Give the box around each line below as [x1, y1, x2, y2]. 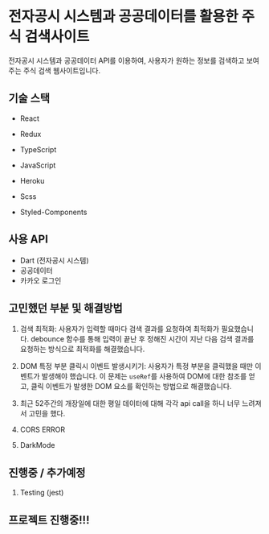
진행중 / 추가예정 [8, 466, 86, 479]
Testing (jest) [19, 488, 64, 498]
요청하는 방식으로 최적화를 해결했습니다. [19, 344, 145, 354]
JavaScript [19, 160, 56, 170]
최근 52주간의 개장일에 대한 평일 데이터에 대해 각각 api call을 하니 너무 [19, 399, 241, 408]
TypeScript [19, 144, 57, 154]
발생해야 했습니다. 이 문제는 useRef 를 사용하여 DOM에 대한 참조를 [41, 371, 247, 381]
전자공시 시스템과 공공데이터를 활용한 [8, 7, 238, 26]
